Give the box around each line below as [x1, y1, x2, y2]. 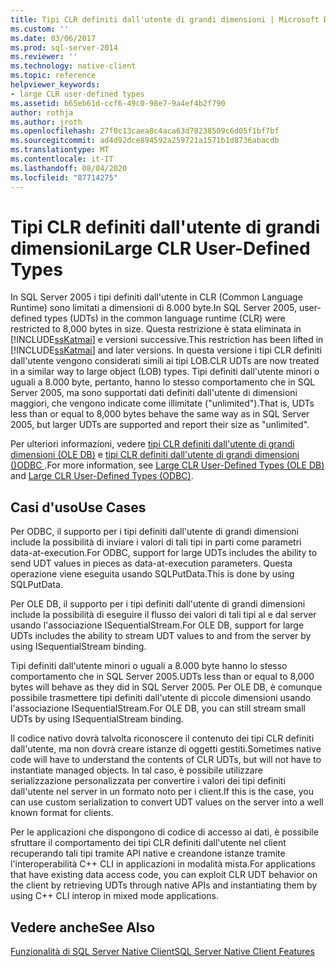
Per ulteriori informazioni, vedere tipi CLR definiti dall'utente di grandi [10, 438, 295, 450]
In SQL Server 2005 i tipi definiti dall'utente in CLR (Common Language [10, 291, 303, 303]
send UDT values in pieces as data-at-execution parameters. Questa [10, 557, 293, 570]
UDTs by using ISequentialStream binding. [10, 713, 184, 725]
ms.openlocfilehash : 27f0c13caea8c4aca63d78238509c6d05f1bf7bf [10, 126, 280, 136]
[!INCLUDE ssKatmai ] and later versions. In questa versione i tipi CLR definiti [10, 344, 322, 356]
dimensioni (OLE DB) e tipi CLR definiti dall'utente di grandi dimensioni [10, 449, 300, 461]
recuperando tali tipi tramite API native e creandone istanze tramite [10, 847, 286, 860]
